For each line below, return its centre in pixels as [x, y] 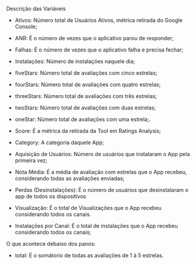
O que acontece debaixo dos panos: [51, 244]
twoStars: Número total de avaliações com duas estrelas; [85, 108]
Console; [26, 27]
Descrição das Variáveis [36, 9]
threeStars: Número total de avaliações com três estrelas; [86, 96]
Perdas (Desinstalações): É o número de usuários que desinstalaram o [102, 190]
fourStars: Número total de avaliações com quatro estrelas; [88, 84]
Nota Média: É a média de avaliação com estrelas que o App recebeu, [101, 172]
